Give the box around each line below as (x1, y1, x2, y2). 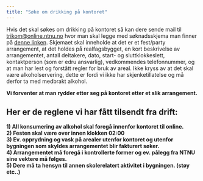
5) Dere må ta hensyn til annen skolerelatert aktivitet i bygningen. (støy (6, 162, 190, 169)
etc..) (6, 168, 21, 176)
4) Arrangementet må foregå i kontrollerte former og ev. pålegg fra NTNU (6, 149, 196, 156)
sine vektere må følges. (6, 155, 67, 163)
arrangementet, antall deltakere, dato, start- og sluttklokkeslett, (6, 51, 165, 59)
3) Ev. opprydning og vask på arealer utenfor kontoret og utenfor (6, 136, 174, 143)
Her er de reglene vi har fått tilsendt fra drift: (6, 107, 178, 118)
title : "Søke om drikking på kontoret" (6, 9, 108, 15)
